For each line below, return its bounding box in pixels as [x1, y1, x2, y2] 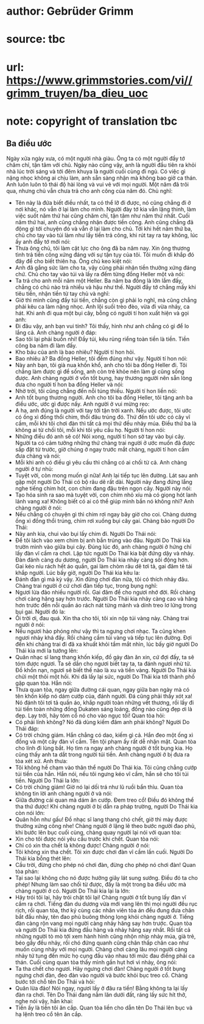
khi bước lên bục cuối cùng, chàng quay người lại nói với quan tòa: [15, 828, 181, 836]
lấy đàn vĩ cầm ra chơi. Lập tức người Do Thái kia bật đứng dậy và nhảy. [15, 549, 195, 557]
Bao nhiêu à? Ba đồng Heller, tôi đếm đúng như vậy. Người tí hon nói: [15, 354, 188, 362]
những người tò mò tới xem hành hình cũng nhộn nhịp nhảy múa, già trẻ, [15, 932, 196, 940]
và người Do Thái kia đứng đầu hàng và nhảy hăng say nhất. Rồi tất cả [15, 926, 191, 933]
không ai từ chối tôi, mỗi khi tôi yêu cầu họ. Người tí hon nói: [15, 426, 166, 433]
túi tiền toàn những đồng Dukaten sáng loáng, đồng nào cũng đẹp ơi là [15, 705, 193, 712]
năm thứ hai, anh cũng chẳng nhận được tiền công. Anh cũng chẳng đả [15, 218, 194, 225]
